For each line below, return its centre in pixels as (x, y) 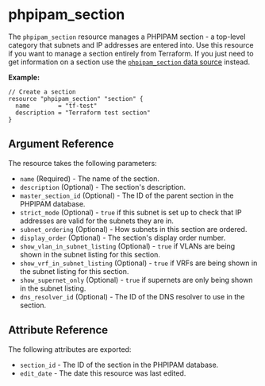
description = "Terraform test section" (83, 113)
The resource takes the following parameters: (83, 163)
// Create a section (42, 92)
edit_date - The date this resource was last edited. (103, 373)
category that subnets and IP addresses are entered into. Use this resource (131, 44)
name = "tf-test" (56, 106)
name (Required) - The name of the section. (90, 178)
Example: (24, 77)
